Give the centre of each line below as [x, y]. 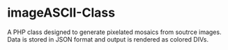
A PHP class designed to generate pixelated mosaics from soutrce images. [114, 32]
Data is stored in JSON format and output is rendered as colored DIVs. [108, 39]
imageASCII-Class [61, 13]
